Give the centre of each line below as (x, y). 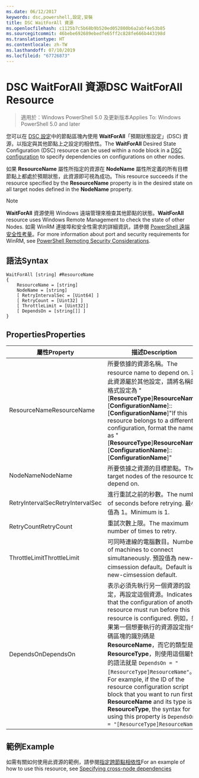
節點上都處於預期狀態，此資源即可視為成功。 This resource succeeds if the (97, 176)
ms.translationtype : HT (36, 39)
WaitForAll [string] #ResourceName (50, 275)
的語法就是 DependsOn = (140, 663)
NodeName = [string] (42, 290)
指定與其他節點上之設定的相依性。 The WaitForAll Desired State (99, 144)
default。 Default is (166, 567)
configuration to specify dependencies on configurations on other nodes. (96, 156)
